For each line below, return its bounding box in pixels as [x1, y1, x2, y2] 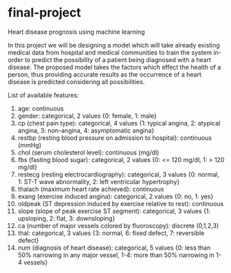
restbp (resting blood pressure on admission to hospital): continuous [17, 133, 212, 142]
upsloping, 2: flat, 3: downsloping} [17, 214, 115, 222]
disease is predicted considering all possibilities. [8, 77, 145, 85]
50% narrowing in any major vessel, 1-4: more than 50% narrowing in [17, 250, 215, 259]
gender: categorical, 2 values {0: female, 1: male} [17, 112, 157, 120]
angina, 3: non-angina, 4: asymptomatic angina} [17, 126, 155, 134]
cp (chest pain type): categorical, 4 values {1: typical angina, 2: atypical [17, 119, 221, 127]
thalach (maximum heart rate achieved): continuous [17, 185, 164, 193]
